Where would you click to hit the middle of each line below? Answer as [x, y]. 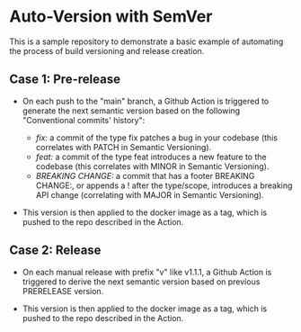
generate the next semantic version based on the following [131, 111]
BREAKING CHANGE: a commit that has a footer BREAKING [145, 175]
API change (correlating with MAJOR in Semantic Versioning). [150, 194]
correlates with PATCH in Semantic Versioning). [124, 147]
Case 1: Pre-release [65, 80]
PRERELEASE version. [63, 291]
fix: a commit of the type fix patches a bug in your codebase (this [157, 138]
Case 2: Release [55, 251]
